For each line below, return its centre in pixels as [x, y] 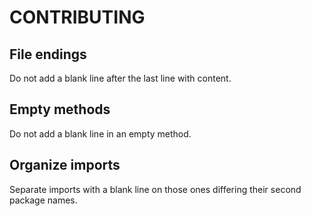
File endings [48, 54]
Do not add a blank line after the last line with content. [120, 78]
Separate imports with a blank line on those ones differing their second [155, 189]
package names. [43, 200]
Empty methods [60, 109]
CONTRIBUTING [77, 17]
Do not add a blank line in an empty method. [100, 133]
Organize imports [65, 165]
